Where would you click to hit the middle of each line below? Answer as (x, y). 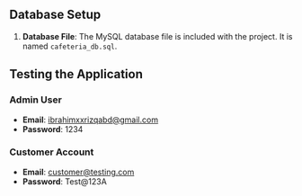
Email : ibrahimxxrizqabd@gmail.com (90, 120)
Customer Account (52, 152)
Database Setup (55, 15)
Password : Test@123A (65, 181)
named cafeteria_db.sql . (70, 46)
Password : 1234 (53, 129)
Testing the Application (76, 74)
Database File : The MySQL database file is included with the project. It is (157, 36)
